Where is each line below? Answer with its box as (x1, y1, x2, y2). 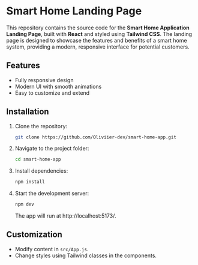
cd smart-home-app (14, 156, 61, 162)
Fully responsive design (14, 76, 74, 83)
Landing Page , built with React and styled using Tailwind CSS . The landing (6, 30, 193, 37)
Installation (6, 107, 49, 117)
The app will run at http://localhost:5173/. (14, 212, 116, 219)
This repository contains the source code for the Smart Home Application (6, 24, 190, 31)
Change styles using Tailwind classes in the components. (14, 252, 157, 259)
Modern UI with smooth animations (14, 83, 102, 90)
